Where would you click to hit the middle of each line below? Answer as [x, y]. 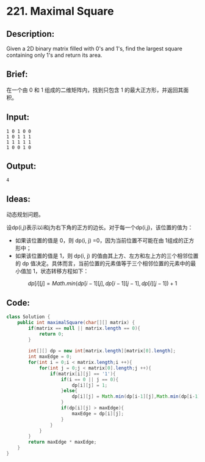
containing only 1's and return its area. [54, 55]
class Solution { [28, 317]
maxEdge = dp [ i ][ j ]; [98, 414]
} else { [69, 391]
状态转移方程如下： [65, 271]
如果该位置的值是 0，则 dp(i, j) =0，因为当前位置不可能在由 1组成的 [99, 241]
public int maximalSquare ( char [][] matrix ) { [76, 322]
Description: [31, 34]
